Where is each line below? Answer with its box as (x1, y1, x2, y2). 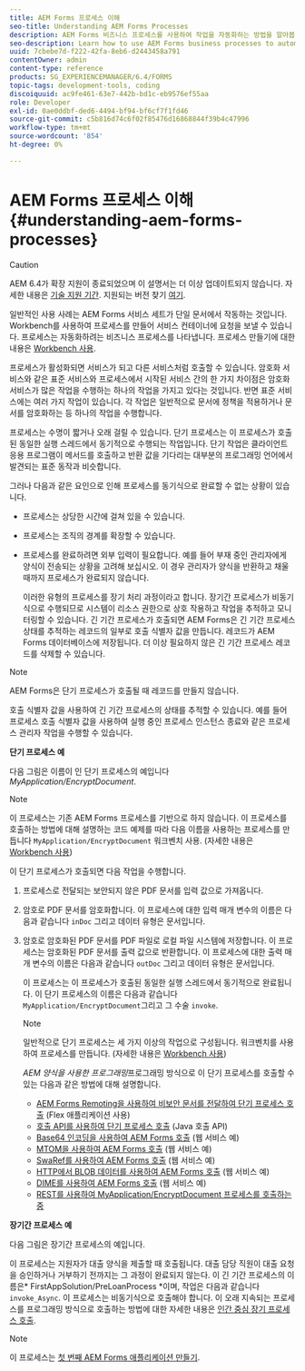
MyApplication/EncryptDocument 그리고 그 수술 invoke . (22, 999, 219, 1010)
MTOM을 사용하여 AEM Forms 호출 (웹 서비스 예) (35, 1143, 212, 1154)
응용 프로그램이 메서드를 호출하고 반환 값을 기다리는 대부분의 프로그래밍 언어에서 (9, 449, 293, 460)
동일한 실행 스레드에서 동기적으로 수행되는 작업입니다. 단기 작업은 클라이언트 (18, 438, 289, 449)
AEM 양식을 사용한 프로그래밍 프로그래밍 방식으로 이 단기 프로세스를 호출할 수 (22, 1067, 295, 1078)
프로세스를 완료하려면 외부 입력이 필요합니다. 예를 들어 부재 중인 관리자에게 (22, 549, 288, 560)
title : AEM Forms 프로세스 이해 (9, 13, 121, 23)
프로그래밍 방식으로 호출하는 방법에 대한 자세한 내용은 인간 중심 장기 (25, 1303, 266, 1314)
